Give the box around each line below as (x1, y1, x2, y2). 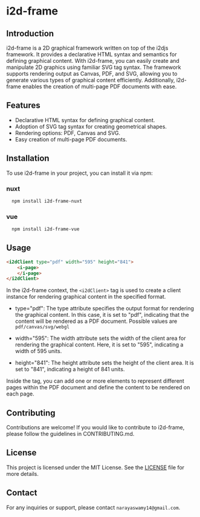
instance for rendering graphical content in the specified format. (6, 293, 166, 301)
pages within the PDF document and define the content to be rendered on (6, 384, 190, 391)
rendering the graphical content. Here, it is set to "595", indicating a (15, 341, 184, 348)
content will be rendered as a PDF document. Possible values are (15, 317, 178, 325)
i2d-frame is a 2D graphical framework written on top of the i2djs (6, 44, 169, 51)
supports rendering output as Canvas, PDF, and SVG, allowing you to (6, 70, 178, 77)
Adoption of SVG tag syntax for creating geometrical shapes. (15, 123, 167, 130)
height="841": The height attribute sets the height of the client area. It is (15, 359, 195, 366)
